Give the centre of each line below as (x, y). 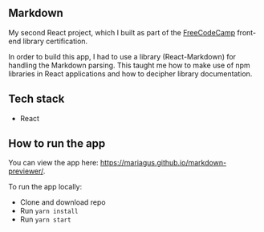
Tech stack (37, 99)
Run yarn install (49, 211)
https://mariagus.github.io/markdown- (163, 163)
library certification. (55, 41)
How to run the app (57, 144)
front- (246, 32)
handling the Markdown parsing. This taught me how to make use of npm (129, 65)
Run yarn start (45, 219)
